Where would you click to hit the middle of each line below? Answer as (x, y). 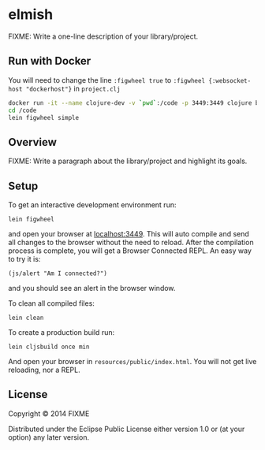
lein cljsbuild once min (49, 347)
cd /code (22, 110)
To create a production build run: (62, 332)
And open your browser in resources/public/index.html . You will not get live (132, 361)
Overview (33, 142)
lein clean (26, 318)
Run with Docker (50, 61)
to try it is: (24, 259)
